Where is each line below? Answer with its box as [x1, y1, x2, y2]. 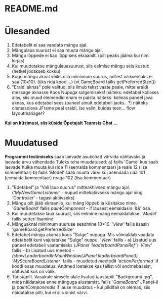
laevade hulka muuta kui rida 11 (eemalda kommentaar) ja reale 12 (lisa [4, 164, 148, 170]
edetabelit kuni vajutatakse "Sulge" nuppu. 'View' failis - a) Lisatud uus [11, 237, 157, 243]
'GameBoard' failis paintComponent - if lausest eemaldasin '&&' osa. [11, 205, 152, 211]
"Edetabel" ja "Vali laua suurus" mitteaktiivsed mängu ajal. [11, 184, 130, 191]
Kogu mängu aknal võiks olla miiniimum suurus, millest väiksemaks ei [11, 74, 153, 80]
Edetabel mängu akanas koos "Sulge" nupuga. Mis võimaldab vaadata [11, 232, 155, 238]
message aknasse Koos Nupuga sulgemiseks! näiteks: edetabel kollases [11, 90, 159, 96]
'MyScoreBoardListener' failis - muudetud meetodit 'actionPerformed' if [11, 258, 159, 264]
